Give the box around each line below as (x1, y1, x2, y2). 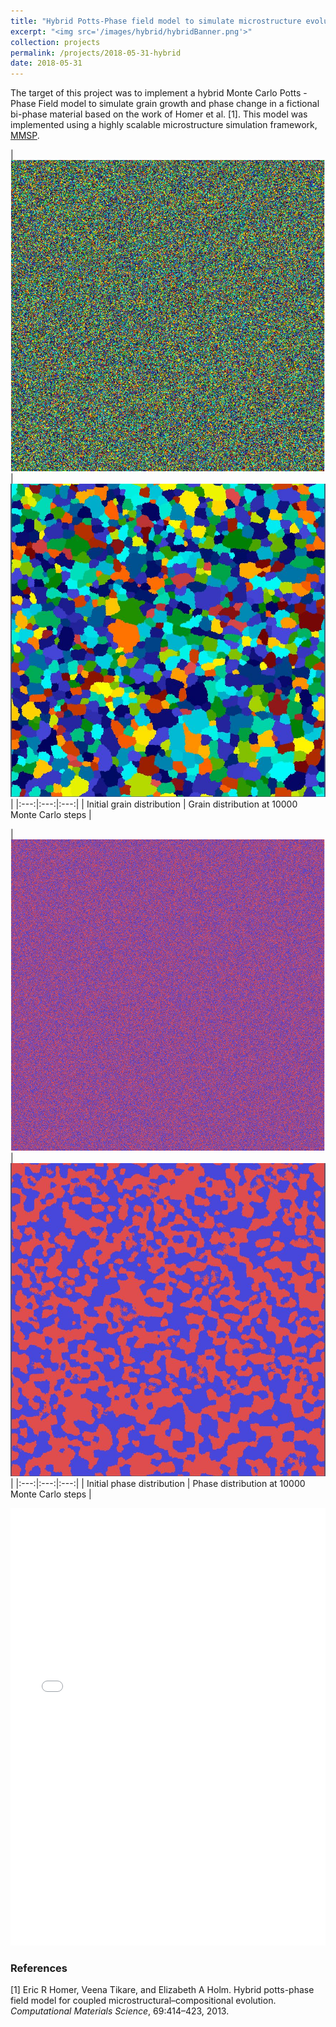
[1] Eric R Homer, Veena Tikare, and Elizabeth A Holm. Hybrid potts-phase (10, 1984, 315, 1996)
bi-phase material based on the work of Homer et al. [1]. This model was (10, 108, 308, 120)
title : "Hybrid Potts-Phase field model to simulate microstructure (10, 16, 302, 26)
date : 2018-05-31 (10, 58, 83, 69)
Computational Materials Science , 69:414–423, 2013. (10, 2005, 230, 2017)
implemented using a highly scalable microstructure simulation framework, (10, 119, 318, 131)
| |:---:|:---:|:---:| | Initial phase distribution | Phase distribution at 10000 (10, 1477, 306, 1489)
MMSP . (10, 130, 40, 142)
